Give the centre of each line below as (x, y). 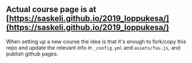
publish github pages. (32, 54)
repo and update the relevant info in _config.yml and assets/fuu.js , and (93, 47)
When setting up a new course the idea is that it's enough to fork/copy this (96, 41)
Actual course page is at (51, 10)
